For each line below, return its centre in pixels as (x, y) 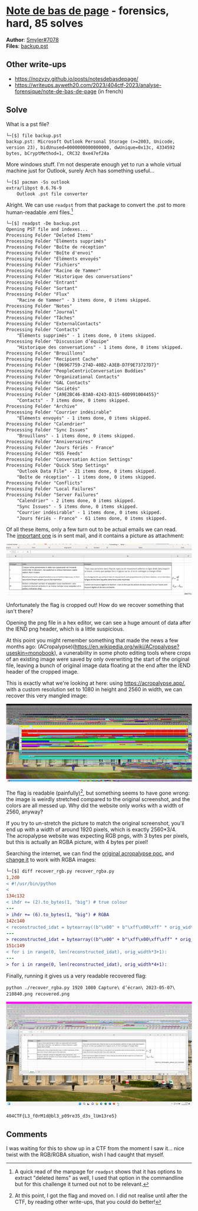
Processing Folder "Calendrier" (46, 424)
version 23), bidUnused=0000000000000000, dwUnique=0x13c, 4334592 (91, 147)
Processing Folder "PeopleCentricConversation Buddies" (76, 371)
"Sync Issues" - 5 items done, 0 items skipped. (77, 507)
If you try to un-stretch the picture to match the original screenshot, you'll (95, 823)
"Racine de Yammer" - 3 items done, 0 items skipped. (84, 300)
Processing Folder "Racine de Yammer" (54, 271)
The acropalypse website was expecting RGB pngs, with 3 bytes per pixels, (98, 835)
